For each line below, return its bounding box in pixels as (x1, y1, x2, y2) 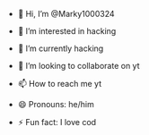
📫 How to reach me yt (17, 79, 101, 89)
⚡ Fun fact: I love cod (17, 117, 97, 127)
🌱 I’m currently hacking (17, 43, 104, 54)
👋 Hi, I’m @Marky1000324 (17, 9, 115, 19)
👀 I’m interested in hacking (17, 26, 117, 36)
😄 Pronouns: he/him (17, 99, 94, 109)
